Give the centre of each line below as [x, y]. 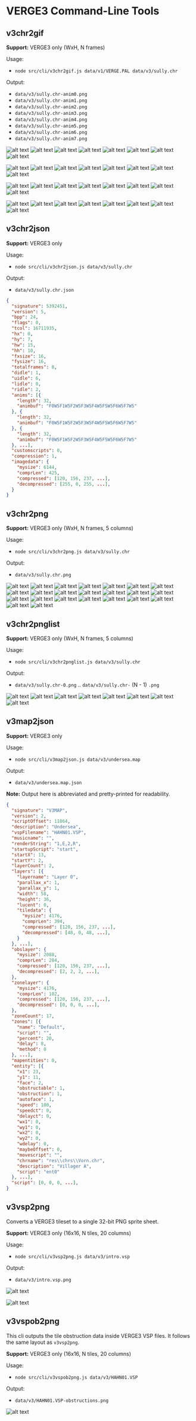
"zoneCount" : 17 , [33, 1016]
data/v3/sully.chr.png [43, 575]
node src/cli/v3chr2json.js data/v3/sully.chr [74, 267]
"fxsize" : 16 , [29, 356]
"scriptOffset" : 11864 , [41, 821]
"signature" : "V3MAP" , [40, 810]
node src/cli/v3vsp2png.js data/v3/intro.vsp [72, 1257]
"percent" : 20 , [36, 1038]
